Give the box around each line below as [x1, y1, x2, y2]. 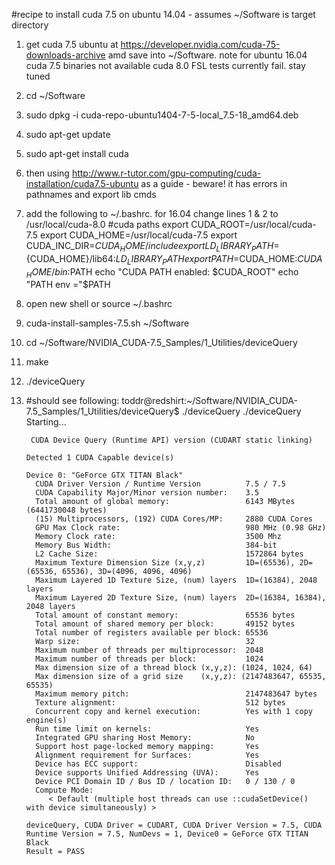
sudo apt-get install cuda [25, 148, 129, 159]
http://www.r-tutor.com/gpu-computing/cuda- [71, 167, 262, 179]
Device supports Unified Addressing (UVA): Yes [35, 768, 260, 778]
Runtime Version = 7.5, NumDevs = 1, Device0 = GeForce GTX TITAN [25, 829, 309, 839]
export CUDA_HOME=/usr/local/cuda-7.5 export [40, 229, 238, 241]
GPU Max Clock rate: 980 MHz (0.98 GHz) [35, 523, 327, 533]
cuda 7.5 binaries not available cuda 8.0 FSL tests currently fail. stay [25, 60, 306, 71]
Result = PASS [25, 847, 85, 857]
